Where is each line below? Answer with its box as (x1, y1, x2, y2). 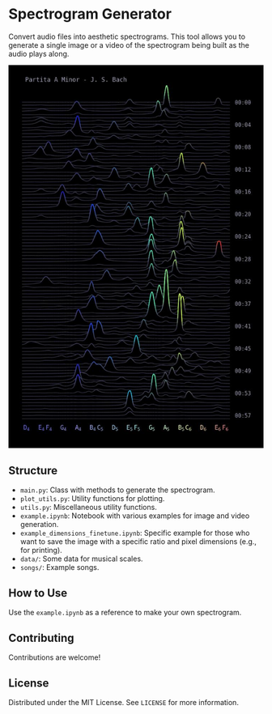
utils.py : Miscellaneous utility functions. (19, 503, 158, 512)
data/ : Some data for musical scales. (19, 554, 143, 563)
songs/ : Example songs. (19, 563, 100, 572)
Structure (8, 464, 58, 478)
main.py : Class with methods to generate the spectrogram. (19, 485, 216, 495)
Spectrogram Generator (8, 5, 172, 23)
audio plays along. (8, 49, 70, 58)
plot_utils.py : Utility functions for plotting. (19, 494, 165, 504)
